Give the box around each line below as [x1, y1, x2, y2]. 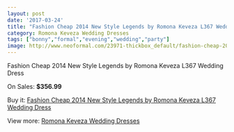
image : [7, 42, 26, 49]
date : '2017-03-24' [7, 17, 64, 24]
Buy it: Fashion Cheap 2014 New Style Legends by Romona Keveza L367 [7, 96, 216, 104]
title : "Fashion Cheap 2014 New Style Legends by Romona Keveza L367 [7, 23, 214, 30]
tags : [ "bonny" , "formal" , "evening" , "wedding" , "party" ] [7, 36, 170, 43]
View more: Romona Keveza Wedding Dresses [7, 117, 141, 125]
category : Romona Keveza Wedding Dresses [7, 29, 130, 37]
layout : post [7, 10, 45, 17]
